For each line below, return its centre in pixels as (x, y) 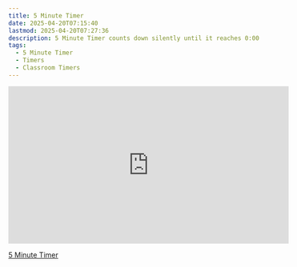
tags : (17, 46)
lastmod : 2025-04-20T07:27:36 (59, 30)
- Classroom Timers (48, 68)
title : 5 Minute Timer (46, 16)
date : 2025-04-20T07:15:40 (53, 23)
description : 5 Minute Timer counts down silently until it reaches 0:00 (134, 38)
